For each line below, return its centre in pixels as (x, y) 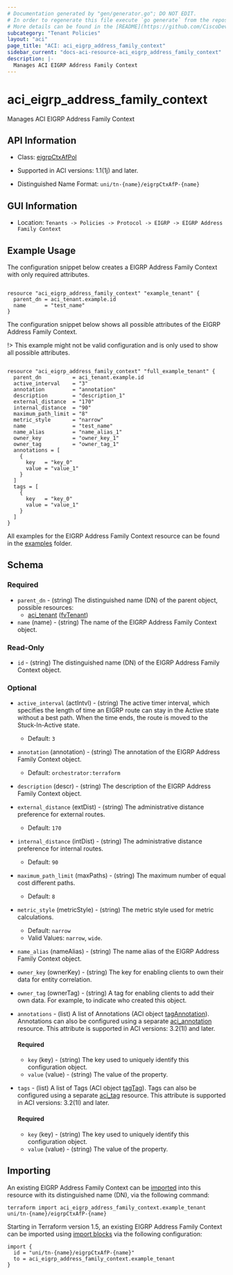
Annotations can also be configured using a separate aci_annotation (114, 1021)
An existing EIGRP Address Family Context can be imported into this (104, 1188)
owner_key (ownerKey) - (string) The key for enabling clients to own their (120, 973)
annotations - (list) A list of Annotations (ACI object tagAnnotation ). (113, 1014)
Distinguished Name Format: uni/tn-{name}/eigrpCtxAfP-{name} (108, 184)
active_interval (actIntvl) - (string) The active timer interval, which (113, 703)
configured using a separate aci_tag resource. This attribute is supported (122, 1095)
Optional (22, 687)
